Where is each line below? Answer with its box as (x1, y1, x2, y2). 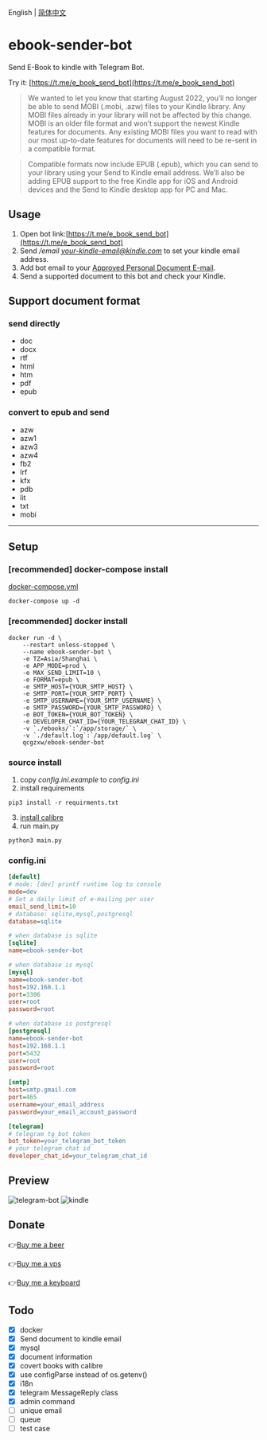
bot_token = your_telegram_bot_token (8, 1138, 126, 1145)
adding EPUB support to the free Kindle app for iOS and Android (27, 176, 238, 185)
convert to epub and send (8, 407, 110, 418)
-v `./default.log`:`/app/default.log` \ (22, 732, 161, 740)
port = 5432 (8, 1049, 41, 1057)
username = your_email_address (8, 1100, 105, 1109)
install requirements (19, 783, 85, 793)
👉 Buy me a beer (8, 1239, 65, 1249)
